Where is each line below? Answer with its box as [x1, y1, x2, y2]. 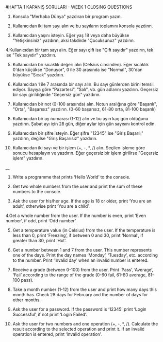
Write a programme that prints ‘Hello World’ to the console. [12, 174, 130, 180]
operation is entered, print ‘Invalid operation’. [12, 331, 102, 337]
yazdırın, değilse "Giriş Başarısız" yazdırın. [12, 136, 98, 141]
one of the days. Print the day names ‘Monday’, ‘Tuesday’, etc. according [12, 252, 158, 258]
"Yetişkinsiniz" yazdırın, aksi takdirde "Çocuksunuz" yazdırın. [12, 37, 135, 43]
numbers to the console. [12, 189, 62, 194]
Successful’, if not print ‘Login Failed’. [12, 311, 87, 317]
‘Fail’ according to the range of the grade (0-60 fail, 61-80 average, [12, 272, 147, 278]
